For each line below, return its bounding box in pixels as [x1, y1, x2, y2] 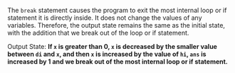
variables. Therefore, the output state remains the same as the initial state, [7, 21, 226, 29]
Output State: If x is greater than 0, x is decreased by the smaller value [7, 43, 217, 50]
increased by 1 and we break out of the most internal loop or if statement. [7, 57, 228, 66]
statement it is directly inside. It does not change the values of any [7, 13, 202, 22]
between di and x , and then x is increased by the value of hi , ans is [7, 50, 207, 58]
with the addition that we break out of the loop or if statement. [7, 28, 189, 37]
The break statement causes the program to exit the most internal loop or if [7, 6, 227, 14]
